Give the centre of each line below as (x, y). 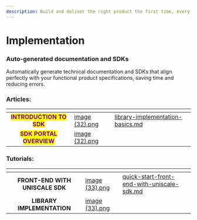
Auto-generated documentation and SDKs (67, 59)
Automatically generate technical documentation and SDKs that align (89, 72)
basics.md (128, 124)
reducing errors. (26, 84)
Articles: (19, 99)
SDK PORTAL (39, 134)
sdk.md (133, 191)
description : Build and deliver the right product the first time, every (98, 11)
